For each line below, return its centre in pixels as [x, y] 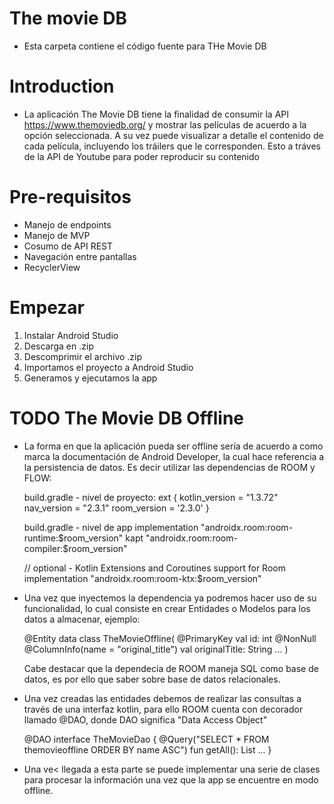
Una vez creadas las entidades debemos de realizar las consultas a [162, 698]
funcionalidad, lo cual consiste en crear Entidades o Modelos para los [167, 608]
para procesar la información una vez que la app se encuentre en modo [171, 779]
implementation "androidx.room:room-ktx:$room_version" [142, 578]
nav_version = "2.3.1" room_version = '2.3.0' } [116, 508]
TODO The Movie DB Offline [127, 418]
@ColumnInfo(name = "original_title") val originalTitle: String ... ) [156, 649]
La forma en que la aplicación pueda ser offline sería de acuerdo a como [173, 446]
